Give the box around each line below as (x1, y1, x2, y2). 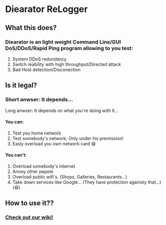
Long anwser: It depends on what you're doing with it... (5, 107, 119, 113)
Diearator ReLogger (5, 3, 88, 15)
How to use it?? (5, 199, 54, 207)
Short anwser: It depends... (5, 96, 73, 103)
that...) (148, 179, 162, 185)
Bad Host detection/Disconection (12, 66, 81, 72)
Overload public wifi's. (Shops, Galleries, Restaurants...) (12, 173, 128, 179)
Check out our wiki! (5, 214, 53, 221)
